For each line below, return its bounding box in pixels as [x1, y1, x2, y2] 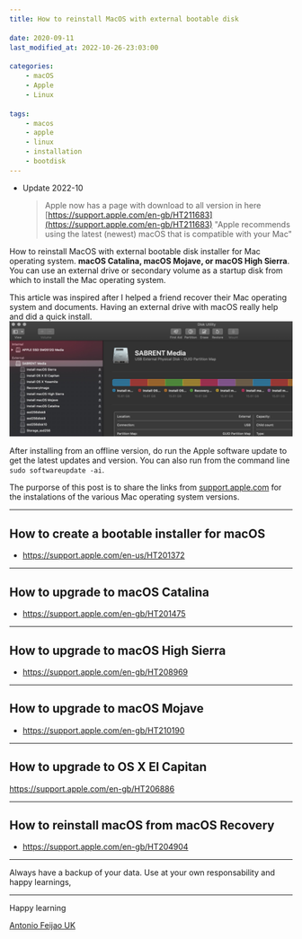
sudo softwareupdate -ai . [9, 465, 105, 475]
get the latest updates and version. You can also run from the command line [9, 455, 290, 466]
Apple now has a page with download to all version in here [44, 199, 262, 210]
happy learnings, [9, 877, 72, 888]
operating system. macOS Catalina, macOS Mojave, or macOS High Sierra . [9, 255, 290, 266]
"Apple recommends [214, 218, 290, 229]
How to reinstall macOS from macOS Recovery [9, 818, 275, 833]
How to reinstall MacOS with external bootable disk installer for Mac [9, 245, 261, 256]
